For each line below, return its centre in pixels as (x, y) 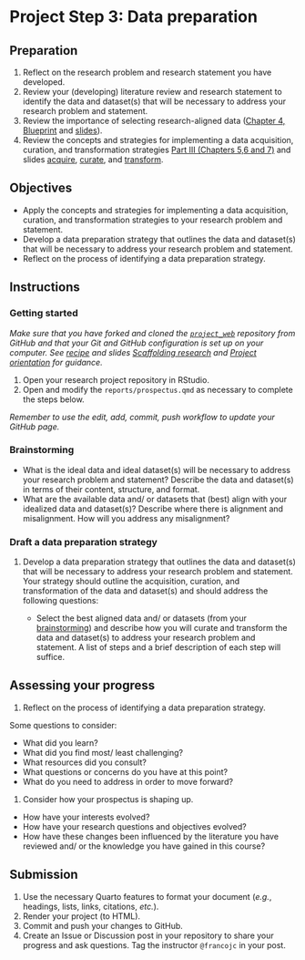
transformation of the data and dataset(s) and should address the (145, 591)
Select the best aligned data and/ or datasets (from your (142, 618)
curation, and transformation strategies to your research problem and (152, 220)
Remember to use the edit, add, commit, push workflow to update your (142, 417)
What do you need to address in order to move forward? (128, 781)
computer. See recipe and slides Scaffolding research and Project (133, 352)
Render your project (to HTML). (81, 916)
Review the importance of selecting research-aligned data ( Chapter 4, (154, 121)
